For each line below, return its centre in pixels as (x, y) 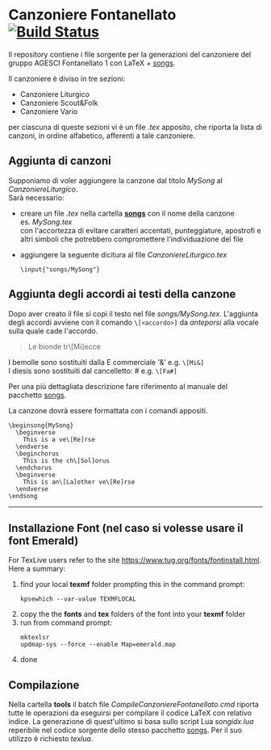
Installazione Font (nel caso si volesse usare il (126, 528)
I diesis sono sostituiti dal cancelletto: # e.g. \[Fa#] (93, 371)
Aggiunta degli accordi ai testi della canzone (122, 294)
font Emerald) (44, 541)
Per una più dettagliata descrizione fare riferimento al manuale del (118, 386)
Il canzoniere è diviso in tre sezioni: (67, 78)
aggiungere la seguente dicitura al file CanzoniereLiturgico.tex (123, 254)
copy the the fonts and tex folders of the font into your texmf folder (133, 614)
